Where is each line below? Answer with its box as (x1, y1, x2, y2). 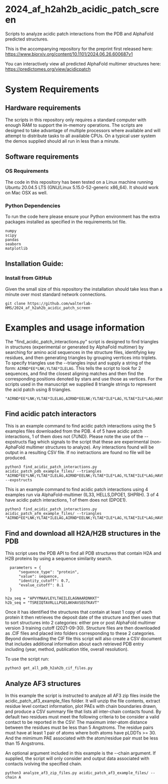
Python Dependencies (5, 202, 61, 209)
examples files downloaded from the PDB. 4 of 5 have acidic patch (5, 428, 142, 434)
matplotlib (5, 246, 28, 251)
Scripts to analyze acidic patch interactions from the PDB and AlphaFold (5, 31, 153, 37)
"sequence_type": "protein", (18, 570, 79, 575)
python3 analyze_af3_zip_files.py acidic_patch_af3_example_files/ (5, 770, 149, 775)
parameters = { (9, 565, 41, 570)
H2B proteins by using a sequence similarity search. (5, 556, 112, 562)
